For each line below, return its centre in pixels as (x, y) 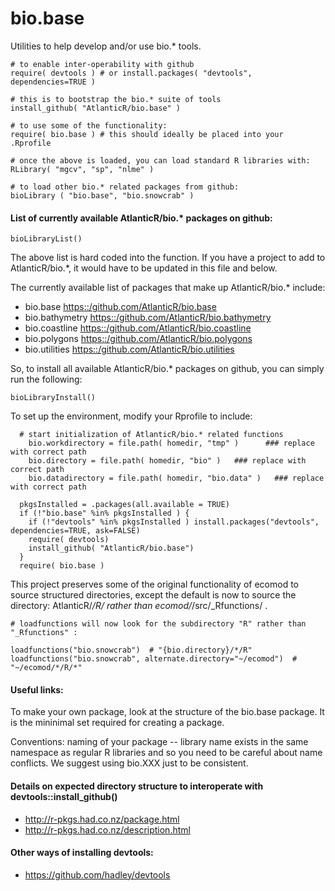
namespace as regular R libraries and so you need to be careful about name (166, 753)
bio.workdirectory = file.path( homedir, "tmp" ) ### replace (171, 443)
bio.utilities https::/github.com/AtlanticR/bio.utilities (129, 349)
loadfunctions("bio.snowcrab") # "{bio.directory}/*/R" (131, 650)
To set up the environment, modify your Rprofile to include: (131, 416)
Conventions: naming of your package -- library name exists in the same (159, 742)
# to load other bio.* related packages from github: (125, 187)
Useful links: (37, 689)
